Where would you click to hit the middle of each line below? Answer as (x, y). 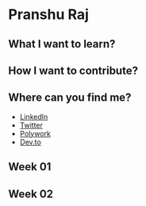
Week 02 (31, 194)
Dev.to (30, 142)
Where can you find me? (70, 98)
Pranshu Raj (49, 15)
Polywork (35, 133)
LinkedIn (34, 116)
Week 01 (30, 167)
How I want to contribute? (73, 70)
